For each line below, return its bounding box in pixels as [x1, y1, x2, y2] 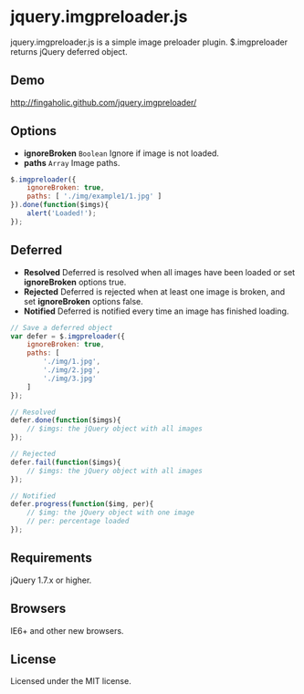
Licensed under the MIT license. [10, 676, 131, 687]
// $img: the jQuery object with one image [26, 508, 195, 517]
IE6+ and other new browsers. [10, 625, 124, 636]
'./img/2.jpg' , [43, 366, 101, 375]
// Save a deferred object [10, 323, 113, 332]
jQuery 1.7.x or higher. [10, 575, 92, 585]
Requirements [10, 550, 92, 566]
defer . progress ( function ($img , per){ [10, 500, 154, 509]
